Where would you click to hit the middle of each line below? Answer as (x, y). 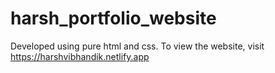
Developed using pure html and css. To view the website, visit (137, 46)
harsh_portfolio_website (113, 18)
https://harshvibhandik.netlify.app (80, 56)
